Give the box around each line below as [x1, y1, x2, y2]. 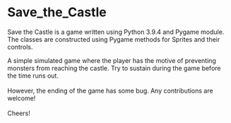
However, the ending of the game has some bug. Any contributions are [7, 86, 213, 95]
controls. [7, 42, 33, 51]
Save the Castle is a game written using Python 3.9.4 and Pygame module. [7, 28, 225, 36]
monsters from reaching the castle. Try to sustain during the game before [7, 64, 221, 72]
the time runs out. [7, 71, 59, 80]
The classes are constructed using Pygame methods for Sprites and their [7, 35, 220, 43]
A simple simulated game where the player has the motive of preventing [7, 56, 217, 64]
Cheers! [7, 109, 30, 117]
